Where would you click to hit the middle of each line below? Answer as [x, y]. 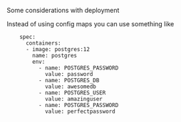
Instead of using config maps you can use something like [90, 24]
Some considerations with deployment [63, 10]
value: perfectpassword [80, 111]
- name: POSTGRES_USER [72, 93]
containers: [43, 43]
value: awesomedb [71, 87]
